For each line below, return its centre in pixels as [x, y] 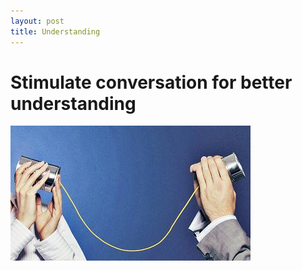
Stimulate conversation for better [151, 82]
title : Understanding [55, 31]
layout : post [37, 21]
